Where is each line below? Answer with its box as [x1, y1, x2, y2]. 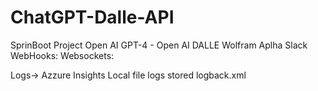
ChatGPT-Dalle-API [10, 6, 175, 29]
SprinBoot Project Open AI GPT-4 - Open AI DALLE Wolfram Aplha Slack [10, 39, 308, 51]
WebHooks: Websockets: [10, 49, 115, 61]
